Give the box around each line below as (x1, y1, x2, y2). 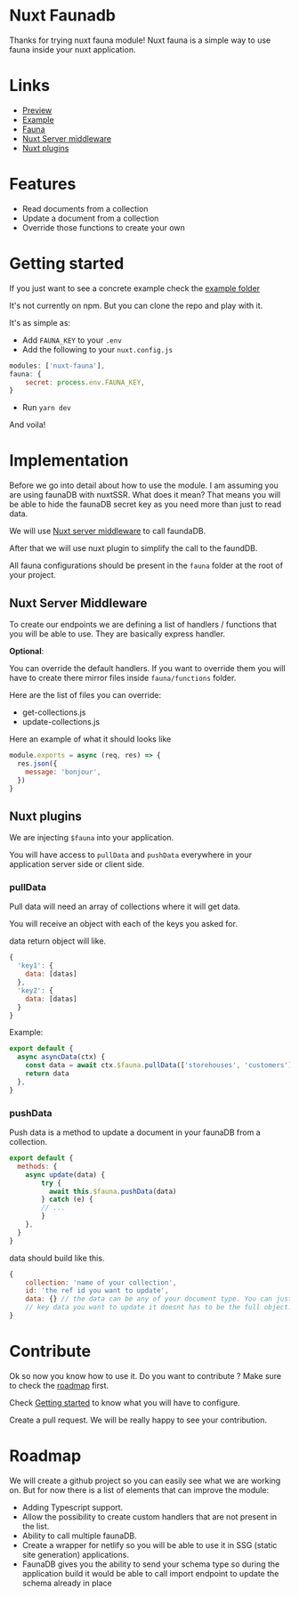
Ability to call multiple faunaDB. (21, 1530, 138, 1541)
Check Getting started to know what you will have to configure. (9, 1397, 240, 1407)
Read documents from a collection (21, 203, 149, 214)
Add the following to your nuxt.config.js (21, 344, 174, 354)
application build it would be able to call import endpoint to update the (21, 1568, 279, 1578)
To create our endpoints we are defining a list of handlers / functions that (9, 620, 278, 629)
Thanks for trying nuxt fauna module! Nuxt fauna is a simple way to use (9, 35, 271, 45)
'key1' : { (17, 961, 53, 970)
